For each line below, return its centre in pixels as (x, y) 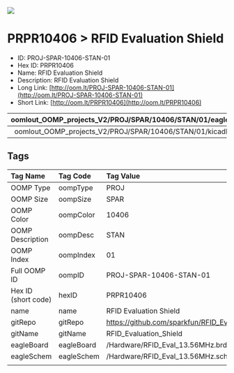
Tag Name (28, 176)
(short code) (31, 299)
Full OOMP (28, 270)
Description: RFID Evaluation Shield (68, 80)
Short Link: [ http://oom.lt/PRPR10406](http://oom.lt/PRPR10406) (109, 102)
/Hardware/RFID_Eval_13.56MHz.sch (167, 356)
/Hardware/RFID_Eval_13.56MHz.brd (167, 344)
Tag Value (123, 176)
